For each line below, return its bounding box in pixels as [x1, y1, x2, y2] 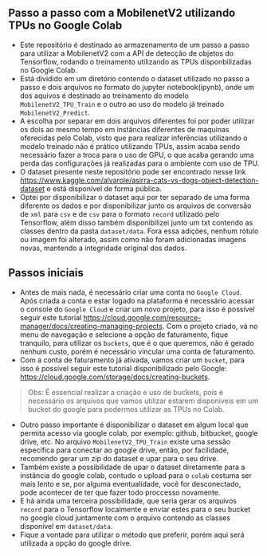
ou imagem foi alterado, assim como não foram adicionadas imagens [19, 234, 247, 244]
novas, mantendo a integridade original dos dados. [19, 243, 187, 253]
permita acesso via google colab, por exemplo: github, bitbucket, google [19, 428, 258, 437]
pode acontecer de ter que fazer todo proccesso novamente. [19, 487, 221, 497]
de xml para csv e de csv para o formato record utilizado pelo [19, 209, 220, 218]
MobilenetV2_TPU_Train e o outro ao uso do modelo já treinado [19, 99, 225, 108]
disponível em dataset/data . [19, 521, 113, 531]
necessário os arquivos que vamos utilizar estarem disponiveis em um [27, 396, 259, 405]
